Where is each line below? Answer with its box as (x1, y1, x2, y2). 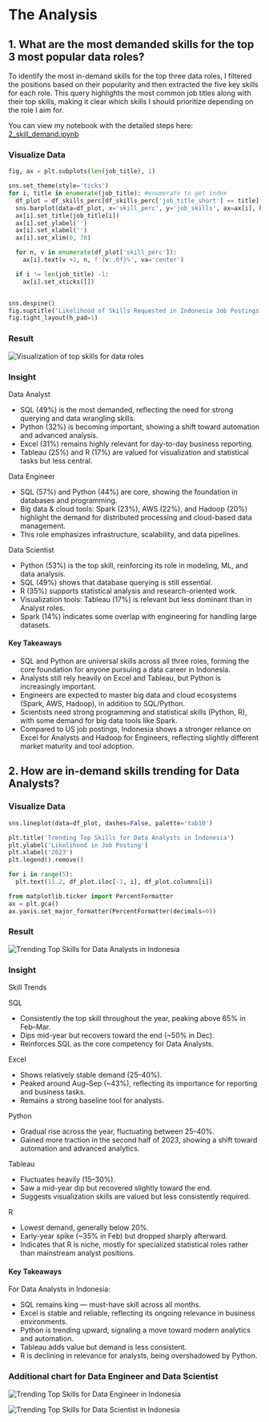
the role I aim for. (8, 106, 64, 114)
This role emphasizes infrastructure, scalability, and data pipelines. (19, 529, 241, 539)
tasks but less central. (19, 456, 93, 465)
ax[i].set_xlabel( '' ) (15, 227, 88, 235)
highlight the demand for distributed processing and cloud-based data (19, 512, 252, 522)
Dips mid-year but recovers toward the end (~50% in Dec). (19, 1030, 215, 1040)
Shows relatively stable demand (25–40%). (19, 1071, 163, 1080)
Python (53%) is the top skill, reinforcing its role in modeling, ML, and (19, 560, 248, 570)
